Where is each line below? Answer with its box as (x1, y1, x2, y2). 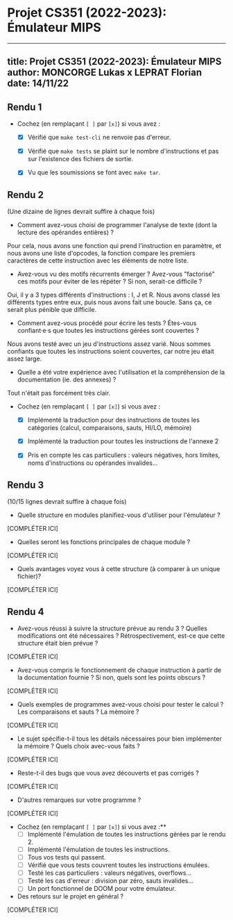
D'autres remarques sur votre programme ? (17, 796, 141, 804)
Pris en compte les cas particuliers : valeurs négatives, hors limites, (27, 451, 221, 459)
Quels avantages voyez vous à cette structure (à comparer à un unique (17, 565, 221, 573)
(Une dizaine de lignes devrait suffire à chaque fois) (7, 207, 155, 216)
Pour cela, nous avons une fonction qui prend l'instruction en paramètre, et (7, 242, 222, 250)
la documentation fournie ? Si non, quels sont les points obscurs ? (17, 673, 206, 682)
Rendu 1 (7, 101, 42, 113)
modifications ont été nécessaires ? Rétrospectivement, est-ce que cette (17, 631, 225, 640)
